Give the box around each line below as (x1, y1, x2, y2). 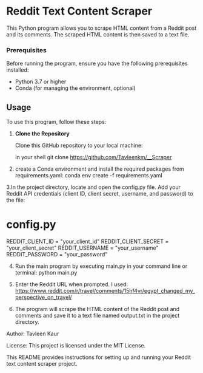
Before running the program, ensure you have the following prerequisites (6, 60, 188, 67)
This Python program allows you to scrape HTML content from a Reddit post (6, 24, 197, 32)
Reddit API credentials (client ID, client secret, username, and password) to (6, 190, 193, 197)
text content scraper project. (6, 360, 78, 367)
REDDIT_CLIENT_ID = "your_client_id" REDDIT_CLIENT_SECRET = (6, 238, 169, 245)
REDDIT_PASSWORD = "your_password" (6, 250, 108, 258)
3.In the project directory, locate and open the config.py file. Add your (6, 183, 181, 191)
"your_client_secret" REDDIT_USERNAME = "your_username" (6, 244, 159, 252)
